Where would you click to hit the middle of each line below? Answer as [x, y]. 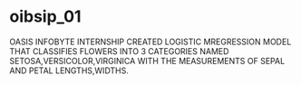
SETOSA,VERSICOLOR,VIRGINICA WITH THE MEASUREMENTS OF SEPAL [147, 61]
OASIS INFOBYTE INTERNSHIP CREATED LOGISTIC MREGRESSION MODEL [150, 42]
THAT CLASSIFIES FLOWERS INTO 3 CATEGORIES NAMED [119, 51]
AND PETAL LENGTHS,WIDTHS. [69, 71]
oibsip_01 [45, 17]
